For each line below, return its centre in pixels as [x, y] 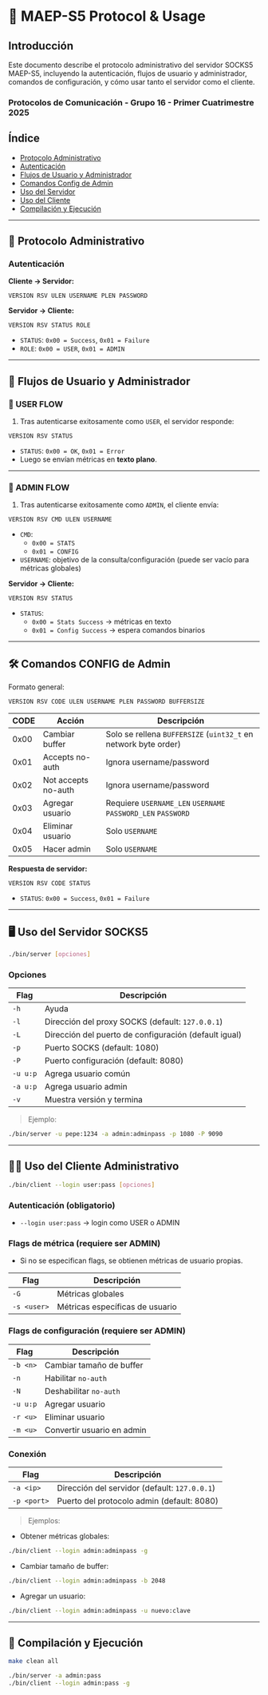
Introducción [41, 46]
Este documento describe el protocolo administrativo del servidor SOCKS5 [131, 65]
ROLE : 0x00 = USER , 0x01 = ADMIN [72, 349]
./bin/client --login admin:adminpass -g [78, 1550]
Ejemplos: [44, 1520]
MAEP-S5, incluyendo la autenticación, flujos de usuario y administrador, [128, 73]
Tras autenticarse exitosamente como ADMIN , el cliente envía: [119, 505]
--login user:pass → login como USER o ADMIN [100, 1223]
